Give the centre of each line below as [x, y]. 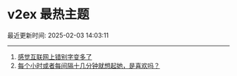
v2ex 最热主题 [48, 14]
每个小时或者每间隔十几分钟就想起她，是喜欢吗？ [89, 65]
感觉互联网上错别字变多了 [55, 56]
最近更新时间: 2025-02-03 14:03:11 [58, 35]
